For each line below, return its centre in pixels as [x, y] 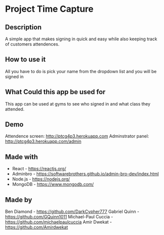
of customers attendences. [32, 44]
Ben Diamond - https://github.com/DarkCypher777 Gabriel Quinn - [72, 211]
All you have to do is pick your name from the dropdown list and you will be [81, 71]
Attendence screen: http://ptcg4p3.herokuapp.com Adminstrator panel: [77, 136]
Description [23, 27]
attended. [15, 109]
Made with [22, 157]
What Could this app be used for [55, 92]
